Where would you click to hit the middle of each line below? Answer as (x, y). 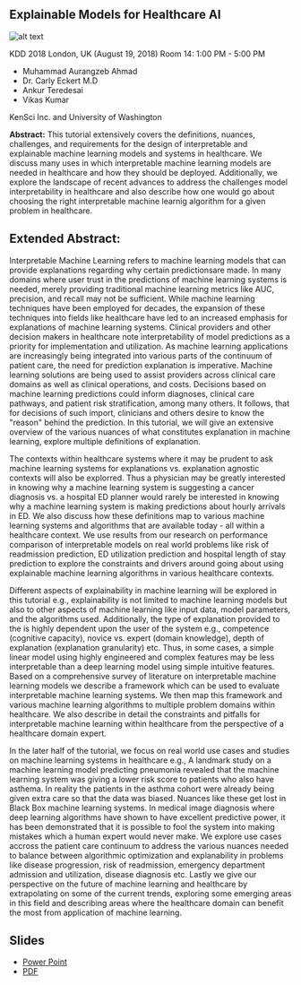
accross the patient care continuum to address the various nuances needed (149, 845)
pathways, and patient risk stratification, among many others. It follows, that (150, 403)
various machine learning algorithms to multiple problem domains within (142, 704)
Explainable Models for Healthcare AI (115, 15)
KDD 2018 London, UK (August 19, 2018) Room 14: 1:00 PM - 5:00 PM (138, 54)
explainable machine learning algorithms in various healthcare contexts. (142, 573)
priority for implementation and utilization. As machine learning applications (149, 346)
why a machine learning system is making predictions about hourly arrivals (147, 506)
